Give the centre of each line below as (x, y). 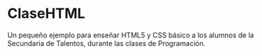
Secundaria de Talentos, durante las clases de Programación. (106, 43)
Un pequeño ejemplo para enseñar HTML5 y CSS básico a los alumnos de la (131, 35)
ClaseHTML (46, 14)
